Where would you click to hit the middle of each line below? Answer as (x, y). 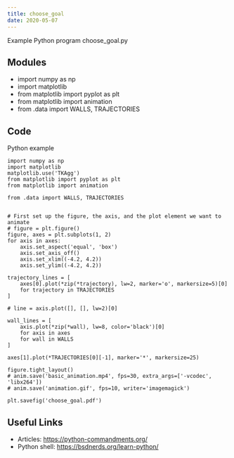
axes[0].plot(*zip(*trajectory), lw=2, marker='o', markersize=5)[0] (124, 284)
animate (19, 223)
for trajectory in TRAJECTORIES (67, 290)
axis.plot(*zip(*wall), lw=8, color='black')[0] (92, 327)
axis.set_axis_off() (50, 254)
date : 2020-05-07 (33, 20)
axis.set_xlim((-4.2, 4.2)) (61, 260)
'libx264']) (25, 382)
